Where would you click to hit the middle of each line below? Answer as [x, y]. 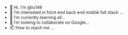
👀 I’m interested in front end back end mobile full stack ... [66, 12]
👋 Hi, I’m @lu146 [26, 7]
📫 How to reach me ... [32, 28]
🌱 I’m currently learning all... [37, 17]
